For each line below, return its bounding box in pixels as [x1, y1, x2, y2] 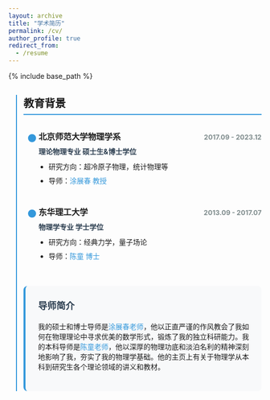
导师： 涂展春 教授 [48, 176, 107, 186]
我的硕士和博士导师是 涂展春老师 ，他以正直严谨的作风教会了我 [38, 321, 243, 331]
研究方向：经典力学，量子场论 [48, 237, 147, 247]
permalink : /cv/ [8, 27, 63, 35]
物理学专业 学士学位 [39, 222, 104, 232]
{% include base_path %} [8, 72, 93, 80]
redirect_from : [8, 42, 59, 50]
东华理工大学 [39, 207, 88, 218]
